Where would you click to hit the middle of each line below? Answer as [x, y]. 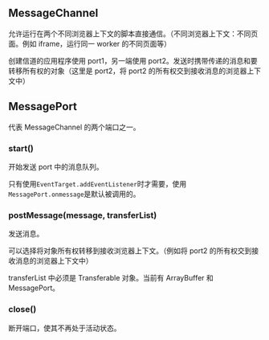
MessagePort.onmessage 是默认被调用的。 [74, 194]
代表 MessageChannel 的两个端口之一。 [74, 127]
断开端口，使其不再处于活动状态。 [65, 328]
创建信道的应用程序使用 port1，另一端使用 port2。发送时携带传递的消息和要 [133, 60]
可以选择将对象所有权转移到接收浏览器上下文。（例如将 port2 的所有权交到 [130, 251]
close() [22, 309]
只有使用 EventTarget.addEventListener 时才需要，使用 [98, 183]
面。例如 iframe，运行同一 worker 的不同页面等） [90, 43]
